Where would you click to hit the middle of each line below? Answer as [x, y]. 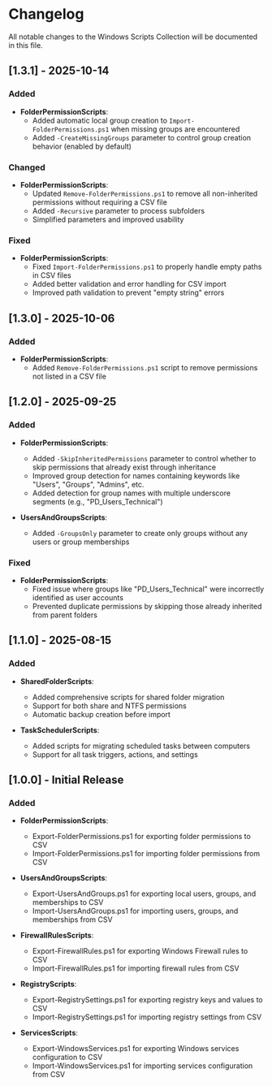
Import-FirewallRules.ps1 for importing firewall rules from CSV [136, 968]
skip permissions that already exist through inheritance [124, 467]
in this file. [26, 45]
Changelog [46, 14]
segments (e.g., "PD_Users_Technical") [98, 501]
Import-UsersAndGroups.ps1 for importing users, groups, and [135, 911]
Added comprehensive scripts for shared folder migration [128, 697]
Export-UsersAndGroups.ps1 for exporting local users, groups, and [144, 893]
